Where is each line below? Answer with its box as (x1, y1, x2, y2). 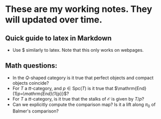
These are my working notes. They (5, 3, 152, 15)
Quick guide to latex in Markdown (5, 34, 112, 42)
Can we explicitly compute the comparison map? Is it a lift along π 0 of (12, 101, 156, 109)
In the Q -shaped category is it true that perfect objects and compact (12, 75, 154, 81)
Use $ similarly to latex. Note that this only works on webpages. (12, 47, 144, 53)
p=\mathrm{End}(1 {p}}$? (17, 91, 69, 97)
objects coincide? (12, 80, 49, 86)
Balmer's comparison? (12, 108, 59, 114)
